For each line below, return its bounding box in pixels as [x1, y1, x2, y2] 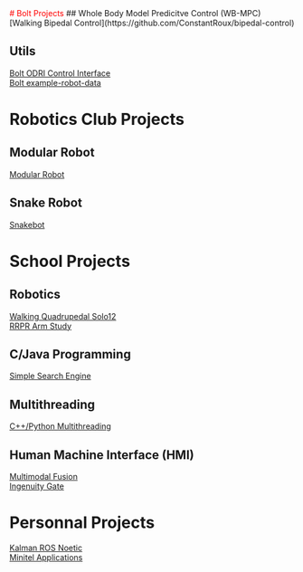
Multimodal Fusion [9, 472, 79, 482]
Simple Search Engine [9, 370, 92, 382]
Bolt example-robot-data [9, 77, 101, 88]
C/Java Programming [9, 347, 131, 362]
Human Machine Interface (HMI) [9, 447, 194, 462]
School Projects [9, 251, 131, 272]
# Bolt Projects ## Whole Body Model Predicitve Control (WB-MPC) [9, 8, 261, 18]
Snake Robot [9, 195, 83, 211]
